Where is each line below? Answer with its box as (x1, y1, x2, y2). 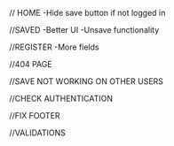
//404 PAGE (9, 59, 52, 69)
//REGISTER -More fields (9, 42, 99, 52)
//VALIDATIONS (9, 127, 67, 138)
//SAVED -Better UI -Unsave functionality (9, 25, 160, 35)
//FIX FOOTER (9, 111, 60, 120)
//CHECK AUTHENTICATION (9, 93, 114, 104)
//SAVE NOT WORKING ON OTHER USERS (9, 76, 164, 87)
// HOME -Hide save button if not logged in (9, 8, 166, 18)
